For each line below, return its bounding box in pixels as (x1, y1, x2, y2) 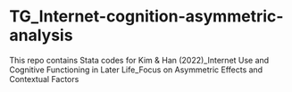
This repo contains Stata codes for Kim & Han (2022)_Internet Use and (9, 54, 270, 65)
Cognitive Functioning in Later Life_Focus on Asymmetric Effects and (9, 64, 263, 75)
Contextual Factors (9, 73, 79, 84)
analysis (9, 25, 73, 46)
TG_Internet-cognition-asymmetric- (9, 6, 284, 27)
